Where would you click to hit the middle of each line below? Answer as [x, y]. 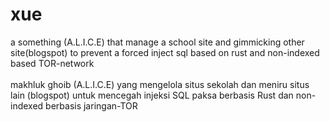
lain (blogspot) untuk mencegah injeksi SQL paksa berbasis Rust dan [152, 95]
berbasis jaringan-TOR [91, 105]
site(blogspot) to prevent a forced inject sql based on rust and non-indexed [165, 52]
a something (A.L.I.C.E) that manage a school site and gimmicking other [157, 42]
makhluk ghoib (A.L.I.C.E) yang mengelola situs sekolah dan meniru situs [160, 84]
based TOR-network [52, 63]
